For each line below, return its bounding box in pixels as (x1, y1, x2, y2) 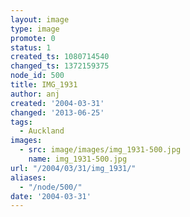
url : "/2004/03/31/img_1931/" (10, 163, 137, 173)
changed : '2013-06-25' (10, 107, 105, 118)
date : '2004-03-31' (10, 191, 92, 201)
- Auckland (19, 126, 65, 136)
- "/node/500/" (19, 182, 83, 192)
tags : (10, 117, 33, 127)
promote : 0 (10, 33, 56, 43)
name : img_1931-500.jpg (28, 154, 128, 164)
